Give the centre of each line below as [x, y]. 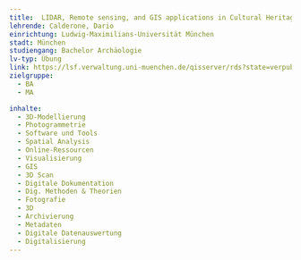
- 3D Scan [35, 175]
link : [19, 68]
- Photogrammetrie [52, 125]
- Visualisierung [50, 158]
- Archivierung [46, 216]
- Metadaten [40, 224]
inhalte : [26, 108]
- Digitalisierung [52, 241]
